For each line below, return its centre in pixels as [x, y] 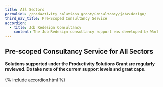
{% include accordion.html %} [35, 80]
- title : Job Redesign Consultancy [45, 28]
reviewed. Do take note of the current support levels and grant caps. [75, 69]
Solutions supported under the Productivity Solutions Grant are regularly [80, 64]
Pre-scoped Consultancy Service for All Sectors [79, 51]
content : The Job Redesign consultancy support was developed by [81, 32]
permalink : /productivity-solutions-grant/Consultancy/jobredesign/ [76, 14]
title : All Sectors [25, 9]
